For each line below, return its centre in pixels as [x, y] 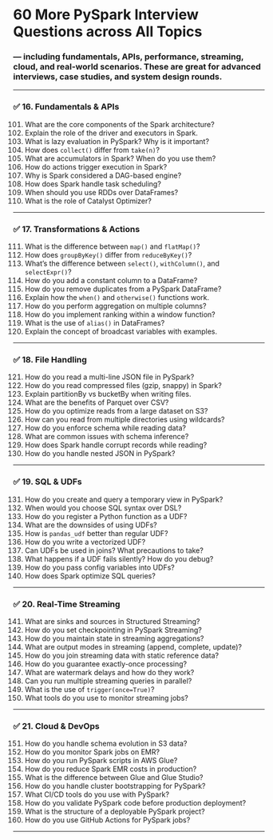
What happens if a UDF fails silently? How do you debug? [119, 558]
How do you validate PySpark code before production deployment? [135, 803]
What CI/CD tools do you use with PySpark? [97, 794]
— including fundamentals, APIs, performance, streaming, [129, 57]
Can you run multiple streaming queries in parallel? [108, 681]
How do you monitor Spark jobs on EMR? [92, 752]
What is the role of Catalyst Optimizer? [88, 201]
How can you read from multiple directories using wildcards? [125, 420]
